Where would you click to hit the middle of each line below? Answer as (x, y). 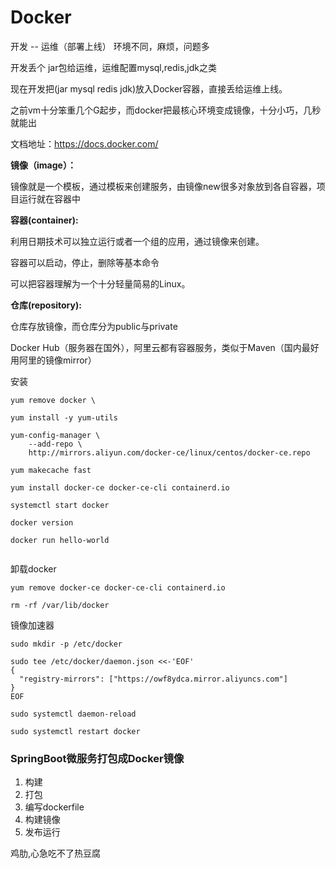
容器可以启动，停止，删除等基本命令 (85, 262)
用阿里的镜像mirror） (53, 360)
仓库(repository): (46, 305)
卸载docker (33, 568)
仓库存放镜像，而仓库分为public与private (94, 326)
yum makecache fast (51, 470)
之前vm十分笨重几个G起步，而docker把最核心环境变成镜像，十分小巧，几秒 (166, 110)
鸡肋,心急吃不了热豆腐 (56, 853)
